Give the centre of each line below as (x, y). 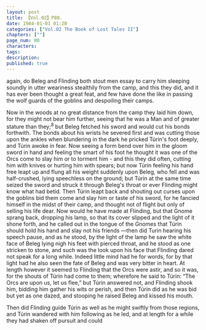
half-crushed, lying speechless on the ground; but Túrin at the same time (99, 178)
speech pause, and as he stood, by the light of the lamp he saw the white (99, 237)
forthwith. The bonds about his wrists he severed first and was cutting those (103, 133)
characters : (22, 47)
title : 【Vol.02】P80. (34, 18)
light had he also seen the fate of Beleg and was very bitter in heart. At (96, 263)
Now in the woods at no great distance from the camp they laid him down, (100, 112)
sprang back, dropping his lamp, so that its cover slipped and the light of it (101, 218)
